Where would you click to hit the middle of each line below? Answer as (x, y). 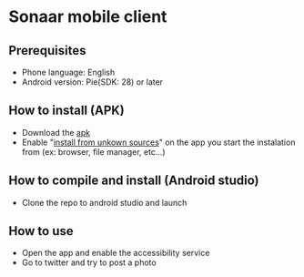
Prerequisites (47, 51)
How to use (41, 231)
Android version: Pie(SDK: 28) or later (92, 82)
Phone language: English (68, 72)
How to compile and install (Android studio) (134, 181)
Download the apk (56, 132)
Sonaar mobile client (88, 17)
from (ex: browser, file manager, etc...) (93, 151)
